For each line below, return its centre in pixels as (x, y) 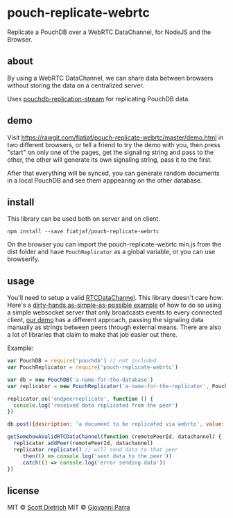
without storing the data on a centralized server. (76, 85)
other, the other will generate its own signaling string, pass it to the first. (110, 159)
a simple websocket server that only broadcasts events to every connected (115, 312)
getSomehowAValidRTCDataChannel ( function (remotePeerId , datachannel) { (114, 437)
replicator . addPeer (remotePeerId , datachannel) (84, 443)
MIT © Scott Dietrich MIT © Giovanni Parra (69, 508)
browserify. (24, 259)
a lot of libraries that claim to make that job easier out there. (93, 335)
